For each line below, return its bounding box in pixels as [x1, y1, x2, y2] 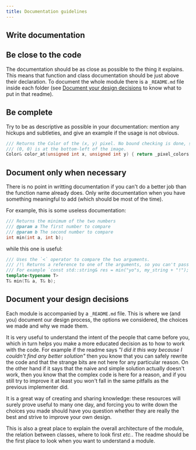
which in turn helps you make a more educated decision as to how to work [6, 340, 185, 347]
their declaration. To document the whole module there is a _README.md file [6, 78, 184, 85]
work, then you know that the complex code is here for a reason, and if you [6, 371, 187, 378]
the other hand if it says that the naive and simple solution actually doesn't [6, 365, 185, 372]
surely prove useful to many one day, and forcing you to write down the [6, 401, 178, 408]
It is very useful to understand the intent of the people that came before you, [6, 334, 190, 341]
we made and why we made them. [6, 322, 89, 329]
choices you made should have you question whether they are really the [6, 407, 180, 414]
